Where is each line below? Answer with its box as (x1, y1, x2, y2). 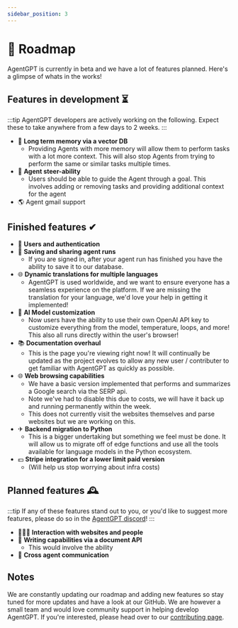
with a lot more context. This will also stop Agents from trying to (28, 152, 215, 160)
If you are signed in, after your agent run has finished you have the (28, 255, 223, 263)
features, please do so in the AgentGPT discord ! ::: (7, 514, 155, 522)
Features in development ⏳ (7, 93, 129, 105)
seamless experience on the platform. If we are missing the (28, 285, 201, 294)
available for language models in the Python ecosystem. (28, 448, 193, 456)
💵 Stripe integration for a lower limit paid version (17, 455, 165, 463)
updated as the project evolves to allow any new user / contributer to (28, 356, 229, 365)
